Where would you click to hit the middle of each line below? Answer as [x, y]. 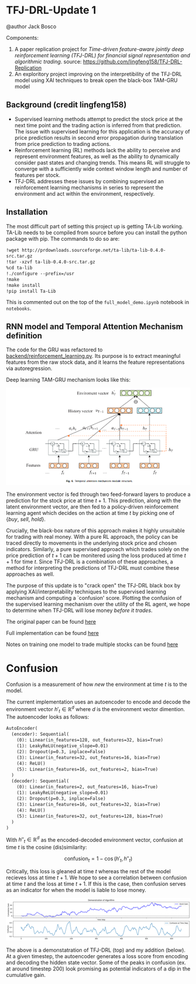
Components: [23, 37]
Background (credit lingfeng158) [66, 105]
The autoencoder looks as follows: [48, 717]
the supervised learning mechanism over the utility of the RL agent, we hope [98, 604]
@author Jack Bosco [31, 26]
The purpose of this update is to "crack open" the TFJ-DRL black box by [93, 586]
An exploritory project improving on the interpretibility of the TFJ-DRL [98, 74]
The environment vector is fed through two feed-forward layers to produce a [98, 494]
